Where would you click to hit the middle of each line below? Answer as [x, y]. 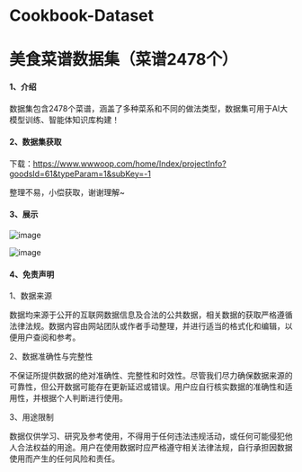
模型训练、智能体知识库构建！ [64, 120]
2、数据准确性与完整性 [51, 357]
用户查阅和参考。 [49, 337]
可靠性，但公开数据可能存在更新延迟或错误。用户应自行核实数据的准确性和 [147, 387]
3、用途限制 [31, 417]
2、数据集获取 [36, 142]
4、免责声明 [32, 274]
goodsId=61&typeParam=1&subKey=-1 [80, 174]
